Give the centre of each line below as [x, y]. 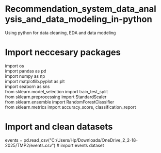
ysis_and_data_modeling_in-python [79, 19]
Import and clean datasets [59, 127]
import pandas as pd [26, 71]
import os [15, 66]
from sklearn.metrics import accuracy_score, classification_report [71, 107]
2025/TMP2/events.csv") [30, 145]
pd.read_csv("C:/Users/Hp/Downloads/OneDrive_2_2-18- [81, 140]
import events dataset [82, 145]
